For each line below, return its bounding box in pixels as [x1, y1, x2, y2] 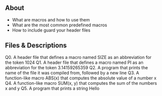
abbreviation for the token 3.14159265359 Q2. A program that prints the [5, 64, 148, 70]
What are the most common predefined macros [12, 22, 108, 28]
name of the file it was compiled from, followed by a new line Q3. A [5, 70, 140, 76]
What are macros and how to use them [12, 17, 90, 22]
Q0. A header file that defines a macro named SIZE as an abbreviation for [5, 54, 152, 60]
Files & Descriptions [5, 41, 67, 50]
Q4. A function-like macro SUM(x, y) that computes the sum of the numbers [5, 80, 157, 86]
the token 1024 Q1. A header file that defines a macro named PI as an [5, 59, 144, 65]
